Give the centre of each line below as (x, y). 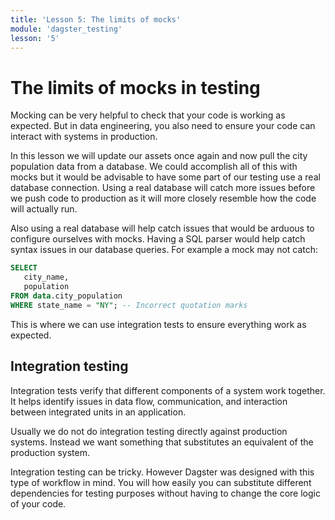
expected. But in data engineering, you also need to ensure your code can (163, 126)
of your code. (38, 503)
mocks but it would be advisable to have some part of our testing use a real (165, 177)
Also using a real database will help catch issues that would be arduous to (162, 228)
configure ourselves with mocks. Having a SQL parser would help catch (158, 239)
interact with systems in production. (84, 137)
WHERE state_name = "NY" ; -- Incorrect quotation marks (129, 305)
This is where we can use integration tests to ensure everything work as (158, 324)
